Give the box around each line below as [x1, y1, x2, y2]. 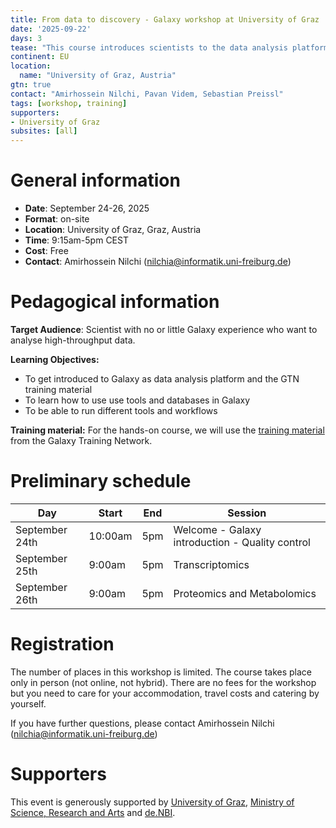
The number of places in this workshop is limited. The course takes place [10, 666, 313, 678]
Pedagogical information [10, 291, 220, 313]
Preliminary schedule [10, 470, 192, 493]
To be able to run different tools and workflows [24, 405, 218, 416]
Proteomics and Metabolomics [173, 586, 317, 600]
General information [10, 169, 181, 192]
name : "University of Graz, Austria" [19, 71, 177, 81]
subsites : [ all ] [10, 126, 78, 136]
